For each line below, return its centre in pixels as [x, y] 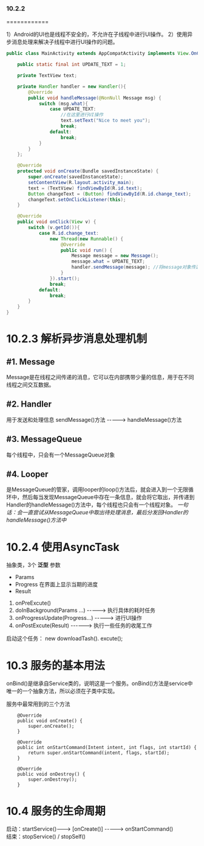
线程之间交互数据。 [30, 385]
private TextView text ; [47, 76]
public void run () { [87, 250]
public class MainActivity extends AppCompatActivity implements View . [99, 54]
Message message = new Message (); [115, 256]
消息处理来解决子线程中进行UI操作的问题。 [65, 42]
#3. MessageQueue [44, 439]
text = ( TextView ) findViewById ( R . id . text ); [85, 188]
